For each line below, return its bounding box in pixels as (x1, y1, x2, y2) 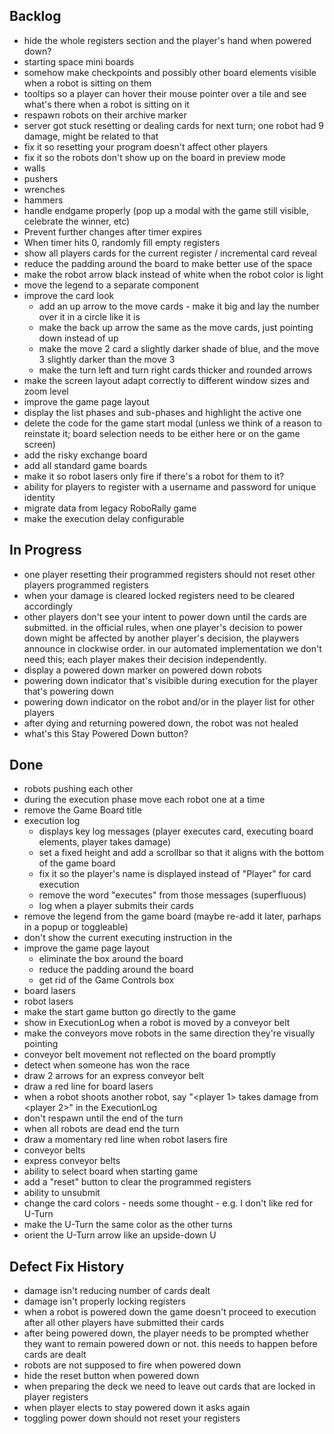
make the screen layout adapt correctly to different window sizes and (23, 374, 310, 386)
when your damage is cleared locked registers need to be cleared (23, 589, 296, 601)
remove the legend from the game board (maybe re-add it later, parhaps (23, 910, 322, 923)
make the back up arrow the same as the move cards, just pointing (38, 321, 314, 333)
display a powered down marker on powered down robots (23, 664, 262, 676)
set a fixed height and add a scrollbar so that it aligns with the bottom (38, 847, 324, 859)
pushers (23, 172, 59, 184)
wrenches (23, 183, 66, 195)
